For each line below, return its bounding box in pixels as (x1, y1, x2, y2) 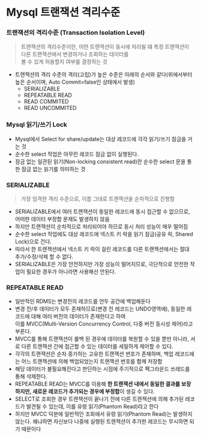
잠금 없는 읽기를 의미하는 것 (21, 165, 86, 172)
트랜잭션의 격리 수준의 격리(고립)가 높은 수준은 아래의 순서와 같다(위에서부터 (14, 71, 193, 78)
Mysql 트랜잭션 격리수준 (6, 5, 121, 19)
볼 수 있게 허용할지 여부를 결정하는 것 (20, 58, 108, 65)
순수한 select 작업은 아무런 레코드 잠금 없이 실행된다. (14, 150, 139, 157)
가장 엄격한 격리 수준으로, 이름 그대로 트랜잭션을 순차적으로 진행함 (20, 195, 175, 202)
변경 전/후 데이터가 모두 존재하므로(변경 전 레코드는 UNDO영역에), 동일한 (14, 305, 186, 312)
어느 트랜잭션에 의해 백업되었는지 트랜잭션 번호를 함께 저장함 (21, 358, 163, 365)
